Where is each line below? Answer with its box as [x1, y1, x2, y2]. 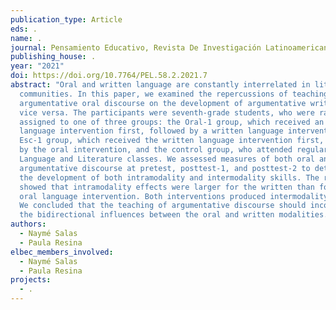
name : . [10, 33, 43, 43]
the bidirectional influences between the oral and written [19, 210, 275, 220]
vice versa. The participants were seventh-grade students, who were [19, 107, 315, 118]
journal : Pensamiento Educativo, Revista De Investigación [10, 42, 262, 53]
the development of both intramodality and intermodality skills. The [19, 172, 320, 183]
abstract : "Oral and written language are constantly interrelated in [10, 80, 311, 90]
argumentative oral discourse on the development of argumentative [19, 98, 307, 108]
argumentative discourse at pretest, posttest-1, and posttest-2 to [19, 163, 311, 173]
